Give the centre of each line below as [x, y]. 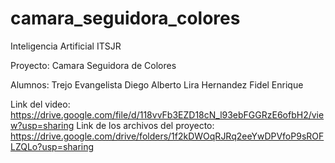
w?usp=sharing [42, 125]
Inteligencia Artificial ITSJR [66, 46]
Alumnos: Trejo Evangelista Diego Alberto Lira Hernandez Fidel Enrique [157, 84]
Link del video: [40, 104]
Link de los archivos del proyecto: [145, 125]
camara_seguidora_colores [125, 18]
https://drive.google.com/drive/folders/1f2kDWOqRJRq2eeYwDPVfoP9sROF [167, 136]
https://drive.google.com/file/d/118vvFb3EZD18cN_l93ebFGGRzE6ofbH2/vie [167, 114]
